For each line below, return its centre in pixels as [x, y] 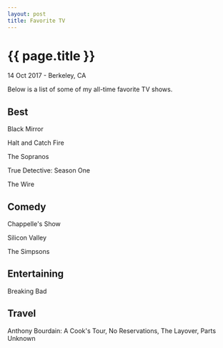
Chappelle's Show [34, 224]
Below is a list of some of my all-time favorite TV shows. [90, 89]
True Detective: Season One [49, 170]
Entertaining [36, 274]
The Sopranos [28, 157]
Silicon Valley [27, 238]
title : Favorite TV [36, 21]
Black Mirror [26, 129]
